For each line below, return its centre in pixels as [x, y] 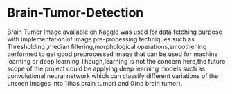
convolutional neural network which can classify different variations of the [113, 76]
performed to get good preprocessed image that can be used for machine [113, 54]
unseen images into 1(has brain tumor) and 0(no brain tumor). [95, 83]
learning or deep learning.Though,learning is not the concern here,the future [116, 61]
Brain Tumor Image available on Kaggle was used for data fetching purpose [115, 32]
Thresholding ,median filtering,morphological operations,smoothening [107, 46]
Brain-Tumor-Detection [75, 13]
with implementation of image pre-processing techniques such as [101, 39]
